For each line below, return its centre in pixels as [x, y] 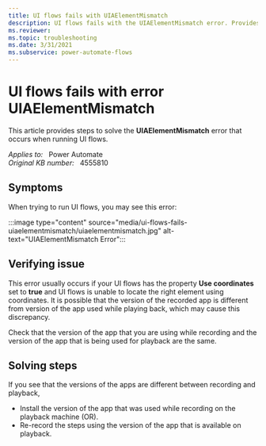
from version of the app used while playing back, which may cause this [124, 308]
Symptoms [36, 188]
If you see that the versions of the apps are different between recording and [132, 385]
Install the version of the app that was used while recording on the [127, 409]
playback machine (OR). [59, 417]
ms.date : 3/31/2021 [40, 45]
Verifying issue [47, 264]
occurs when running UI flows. [58, 139]
